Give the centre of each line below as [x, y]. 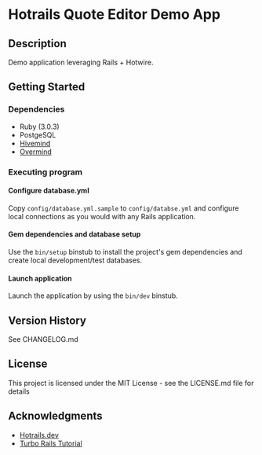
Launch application [40, 278]
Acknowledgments [56, 416]
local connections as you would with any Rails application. [102, 216]
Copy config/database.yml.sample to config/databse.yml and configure [124, 208]
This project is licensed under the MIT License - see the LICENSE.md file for [131, 383]
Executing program [45, 172]
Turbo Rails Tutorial [51, 443]
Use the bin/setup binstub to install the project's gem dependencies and [126, 252]
